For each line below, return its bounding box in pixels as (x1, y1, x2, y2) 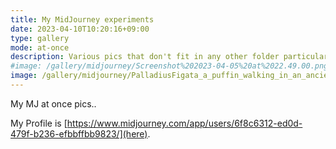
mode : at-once (10, 42, 70, 53)
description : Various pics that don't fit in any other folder (10, 52, 280, 62)
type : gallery (10, 33, 70, 43)
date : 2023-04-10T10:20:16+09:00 (10, 24, 150, 34)
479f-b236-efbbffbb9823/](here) (10, 127, 148, 140)
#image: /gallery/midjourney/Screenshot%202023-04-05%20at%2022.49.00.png (10, 61, 329, 71)
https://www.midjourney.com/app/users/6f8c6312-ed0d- (66, 117, 303, 129)
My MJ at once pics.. (10, 97, 97, 110)
